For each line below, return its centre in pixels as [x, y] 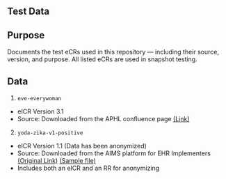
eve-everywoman [39, 99]
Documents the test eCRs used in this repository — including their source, [113, 52]
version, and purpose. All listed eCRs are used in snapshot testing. [102, 59]
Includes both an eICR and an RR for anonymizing [88, 168]
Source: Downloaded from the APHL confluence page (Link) [103, 119]
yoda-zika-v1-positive [50, 133]
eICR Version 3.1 [40, 111]
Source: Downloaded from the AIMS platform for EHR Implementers [114, 153]
